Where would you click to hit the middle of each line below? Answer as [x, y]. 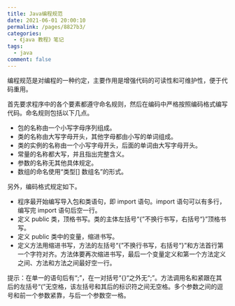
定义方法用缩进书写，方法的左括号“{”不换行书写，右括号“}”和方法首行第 [120, 245]
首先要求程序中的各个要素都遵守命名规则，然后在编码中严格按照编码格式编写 [117, 104]
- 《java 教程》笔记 [39, 40]
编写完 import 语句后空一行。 [59, 210]
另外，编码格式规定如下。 [44, 186]
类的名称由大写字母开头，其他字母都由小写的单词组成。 [97, 136]
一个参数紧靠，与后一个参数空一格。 [78, 295]
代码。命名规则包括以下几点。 [50, 112]
